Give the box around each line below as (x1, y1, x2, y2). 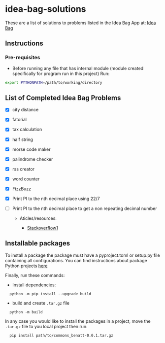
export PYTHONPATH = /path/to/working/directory (5, 80, 102, 85)
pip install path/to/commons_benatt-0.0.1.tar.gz (9, 333, 113, 338)
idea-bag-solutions (5, 3, 86, 15)
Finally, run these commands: (5, 272, 65, 278)
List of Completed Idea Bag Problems (5, 94, 121, 102)
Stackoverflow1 (27, 225, 58, 231)
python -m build (9, 309, 43, 314)
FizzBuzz (12, 186, 31, 192)
